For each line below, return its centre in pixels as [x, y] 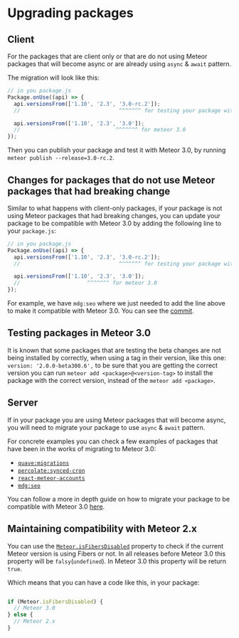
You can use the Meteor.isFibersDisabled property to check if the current [116, 546]
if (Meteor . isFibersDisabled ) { [55, 602]
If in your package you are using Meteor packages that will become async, [117, 420]
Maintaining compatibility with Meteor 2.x [102, 529]
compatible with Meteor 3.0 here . [56, 507]
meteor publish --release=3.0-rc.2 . [61, 158]
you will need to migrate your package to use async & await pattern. [106, 427]
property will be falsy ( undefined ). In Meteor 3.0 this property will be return [117, 561]
